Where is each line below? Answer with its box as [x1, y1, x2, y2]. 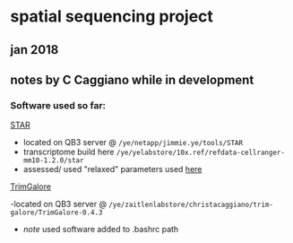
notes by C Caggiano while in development [10, 72, 254, 87]
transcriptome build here [22, 146, 115, 158]
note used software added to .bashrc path [22, 224, 179, 235]
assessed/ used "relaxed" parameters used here [22, 164, 203, 175]
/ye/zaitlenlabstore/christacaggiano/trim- [108, 200, 274, 210]
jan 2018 [10, 42, 59, 57]
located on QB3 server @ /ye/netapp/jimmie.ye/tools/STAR [22, 137, 244, 148]
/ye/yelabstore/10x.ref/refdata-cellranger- [116, 148, 286, 158]
